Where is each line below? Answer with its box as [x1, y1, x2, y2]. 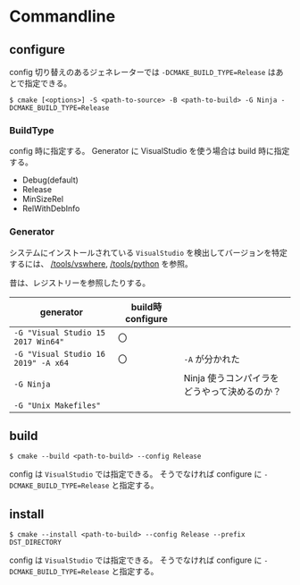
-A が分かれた [183, 352, 241, 365]
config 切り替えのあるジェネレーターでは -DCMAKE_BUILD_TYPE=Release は [9, 67, 276, 77]
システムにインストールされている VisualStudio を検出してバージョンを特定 [9, 247, 287, 258]
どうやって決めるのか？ [183, 385, 282, 397]
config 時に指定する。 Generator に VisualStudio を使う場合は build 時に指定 [9, 146, 290, 157]
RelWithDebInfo [21, 203, 80, 214]
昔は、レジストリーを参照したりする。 [9, 277, 150, 288]
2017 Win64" [13, 336, 65, 346]
